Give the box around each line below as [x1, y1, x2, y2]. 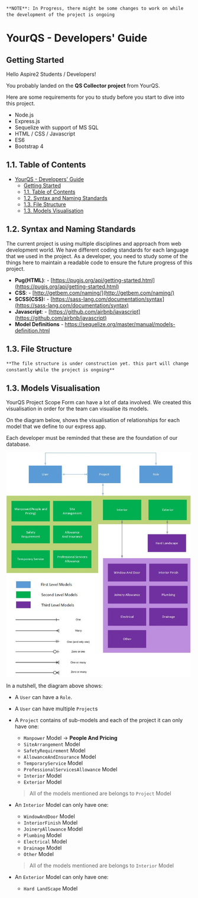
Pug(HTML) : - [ [14, 276, 53, 284]
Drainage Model [23, 844, 62, 851]
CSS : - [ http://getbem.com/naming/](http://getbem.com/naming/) [14, 289, 175, 296]
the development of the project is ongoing [6, 12, 115, 18]
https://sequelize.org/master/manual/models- [64, 320, 176, 327]
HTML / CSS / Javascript [14, 130, 76, 137]
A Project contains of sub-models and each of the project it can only [14, 717, 183, 724]
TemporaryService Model [23, 759, 83, 767]
